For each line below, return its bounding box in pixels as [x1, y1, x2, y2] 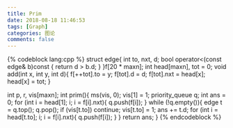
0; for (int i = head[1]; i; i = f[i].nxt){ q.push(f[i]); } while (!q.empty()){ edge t [7, 98, 223, 106]
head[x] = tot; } [7, 77, 51, 86]
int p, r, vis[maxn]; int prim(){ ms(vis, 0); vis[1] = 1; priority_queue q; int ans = [7, 91, 226, 99]
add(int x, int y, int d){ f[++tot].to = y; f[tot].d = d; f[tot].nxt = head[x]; [7, 70, 206, 79]
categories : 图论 [7, 29, 56, 37]
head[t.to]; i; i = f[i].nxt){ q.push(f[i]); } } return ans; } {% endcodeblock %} [7, 113, 222, 122]
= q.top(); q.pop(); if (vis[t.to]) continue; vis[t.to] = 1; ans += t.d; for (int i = [7, 106, 219, 114]
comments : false [7, 36, 54, 43]
